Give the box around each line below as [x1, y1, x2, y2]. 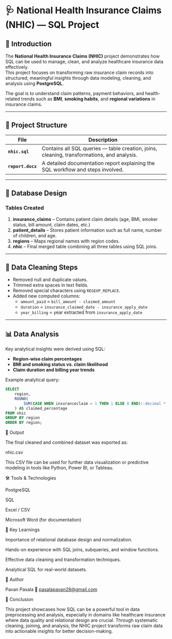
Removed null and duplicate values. [12, 276, 88, 283]
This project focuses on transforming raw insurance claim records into [5, 69, 154, 76]
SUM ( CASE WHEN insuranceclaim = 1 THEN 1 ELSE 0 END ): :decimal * [24, 401, 166, 406]
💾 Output [5, 429, 25, 436]
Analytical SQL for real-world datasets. [5, 567, 87, 573]
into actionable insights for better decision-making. [5, 628, 113, 634]
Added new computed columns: [12, 293, 80, 299]
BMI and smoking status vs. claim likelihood [12, 361, 109, 368]
